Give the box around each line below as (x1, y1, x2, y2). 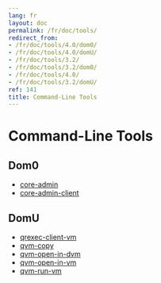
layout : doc (8, 19, 48, 27)
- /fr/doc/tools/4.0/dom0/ (8, 41, 98, 49)
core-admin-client (19, 188, 79, 198)
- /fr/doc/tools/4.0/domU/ (8, 48, 98, 56)
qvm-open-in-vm (19, 258, 77, 267)
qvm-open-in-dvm (19, 250, 81, 259)
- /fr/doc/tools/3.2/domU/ (8, 78, 98, 86)
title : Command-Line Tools (8, 93, 98, 101)
